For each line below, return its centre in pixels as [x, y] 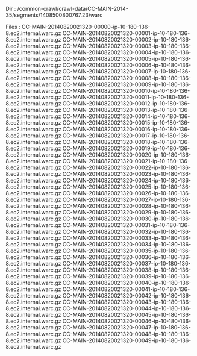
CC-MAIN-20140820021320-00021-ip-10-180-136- [126, 161]
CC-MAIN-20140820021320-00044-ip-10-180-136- [127, 308]
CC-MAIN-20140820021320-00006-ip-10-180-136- [127, 65]
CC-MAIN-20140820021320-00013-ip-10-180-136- [126, 110]
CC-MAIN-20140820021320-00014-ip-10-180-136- [126, 116]
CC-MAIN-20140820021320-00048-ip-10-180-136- [127, 334]
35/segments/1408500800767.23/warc [54, 15]
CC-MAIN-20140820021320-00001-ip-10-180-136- [126, 33]
